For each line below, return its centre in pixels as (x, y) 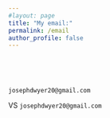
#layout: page (32, 16)
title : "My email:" (41, 23)
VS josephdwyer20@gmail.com (55, 105)
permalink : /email (39, 30)
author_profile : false (46, 38)
